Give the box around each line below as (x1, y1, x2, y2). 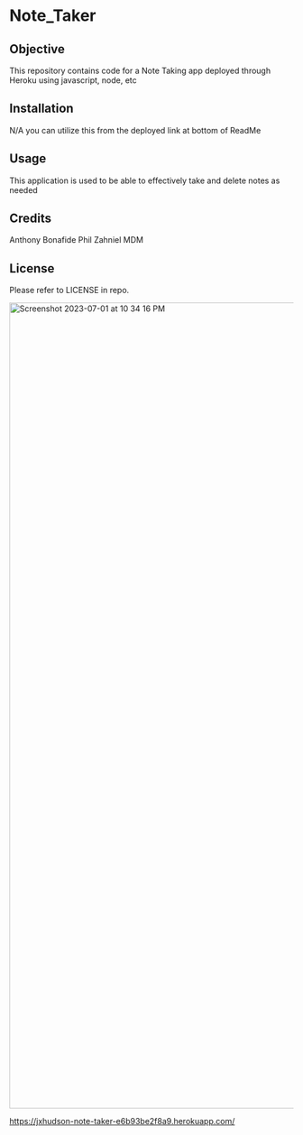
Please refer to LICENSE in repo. (9, 285, 130, 296)
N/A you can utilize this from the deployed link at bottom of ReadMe (9, 125, 262, 135)
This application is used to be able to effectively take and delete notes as (9, 175, 280, 186)
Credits (9, 211, 52, 226)
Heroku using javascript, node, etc (9, 75, 137, 86)
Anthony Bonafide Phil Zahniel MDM (9, 235, 144, 245)
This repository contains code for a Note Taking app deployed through (9, 65, 271, 76)
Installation (9, 101, 74, 116)
